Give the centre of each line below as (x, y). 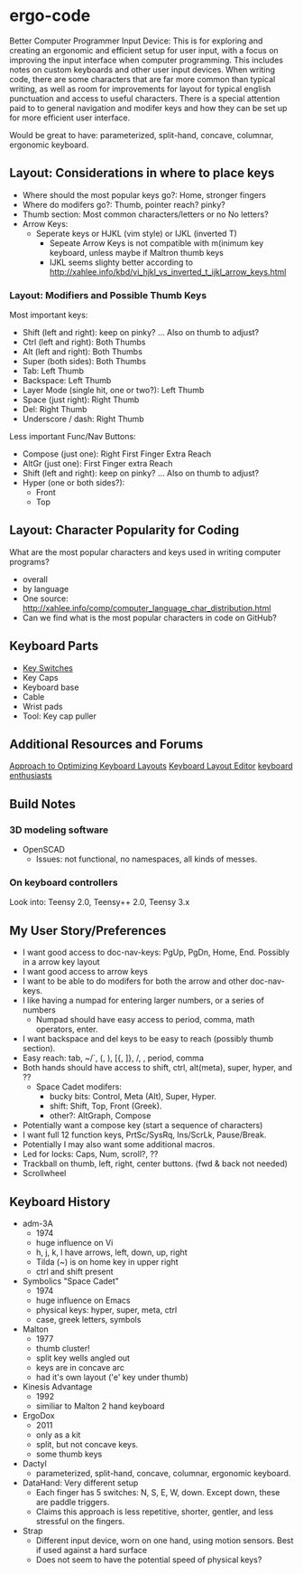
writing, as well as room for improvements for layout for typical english (140, 89)
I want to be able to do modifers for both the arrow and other (135, 981)
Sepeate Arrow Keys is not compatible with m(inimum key (156, 243)
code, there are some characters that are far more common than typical (142, 79)
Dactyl (34, 1464)
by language (46, 589)
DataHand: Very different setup (80, 1483)
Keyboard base (50, 687)
